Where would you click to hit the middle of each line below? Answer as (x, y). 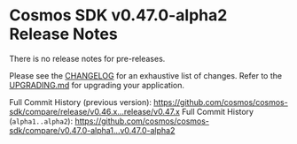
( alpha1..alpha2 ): (41, 121)
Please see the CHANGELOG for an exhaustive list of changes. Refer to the (145, 75)
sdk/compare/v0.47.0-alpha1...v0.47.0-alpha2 (92, 130)
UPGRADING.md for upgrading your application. (97, 85)
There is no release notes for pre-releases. (87, 58)
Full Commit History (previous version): (81, 102)
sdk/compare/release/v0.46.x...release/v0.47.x (94, 111)
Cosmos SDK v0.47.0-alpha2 (118, 15)
